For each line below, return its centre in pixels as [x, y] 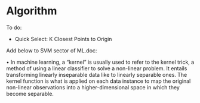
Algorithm [32, 11]
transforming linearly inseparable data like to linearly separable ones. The [97, 74]
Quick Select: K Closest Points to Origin [63, 39]
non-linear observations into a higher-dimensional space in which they [93, 87]
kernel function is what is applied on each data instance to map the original [99, 81]
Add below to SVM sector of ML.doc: [52, 50]
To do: [14, 27]
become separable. [30, 93]
